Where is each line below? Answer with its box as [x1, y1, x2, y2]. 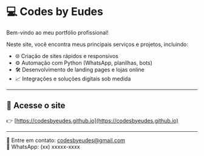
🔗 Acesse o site [6, 100, 66, 111]
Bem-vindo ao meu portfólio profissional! [6, 28, 109, 36]
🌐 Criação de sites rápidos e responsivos [15, 52, 119, 59]
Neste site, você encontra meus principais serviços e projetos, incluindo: [6, 41, 189, 48]
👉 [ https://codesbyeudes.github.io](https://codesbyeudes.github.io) [6, 117, 179, 124]
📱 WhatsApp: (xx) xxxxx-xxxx [6, 143, 80, 150]
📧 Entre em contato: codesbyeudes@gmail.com [6, 137, 126, 144]
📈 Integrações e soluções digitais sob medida [15, 75, 131, 82]
